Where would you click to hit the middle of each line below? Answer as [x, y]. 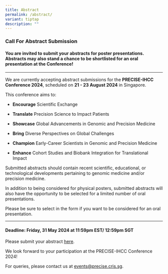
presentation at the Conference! [39, 64]
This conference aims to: [31, 95]
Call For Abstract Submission [41, 42]
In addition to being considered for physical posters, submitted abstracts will [84, 188]
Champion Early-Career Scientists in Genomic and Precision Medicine [85, 143]
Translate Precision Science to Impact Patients [61, 114]
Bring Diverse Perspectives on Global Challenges [63, 134]
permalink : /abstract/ [29, 15]
